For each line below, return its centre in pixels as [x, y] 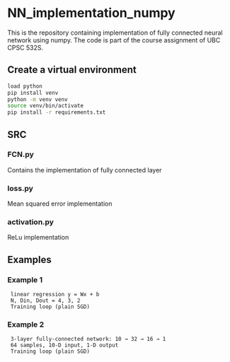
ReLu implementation [38, 238]
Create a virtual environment [72, 70]
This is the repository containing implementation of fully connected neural [115, 33]
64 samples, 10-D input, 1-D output [64, 345]
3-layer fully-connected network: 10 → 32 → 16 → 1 [88, 339]
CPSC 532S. [25, 47]
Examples [29, 259]
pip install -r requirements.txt [57, 112]
